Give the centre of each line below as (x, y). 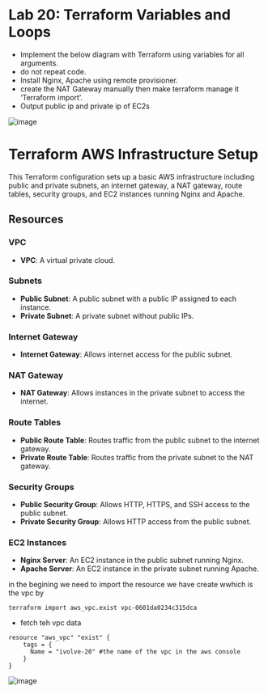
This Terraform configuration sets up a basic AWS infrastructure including (132, 176)
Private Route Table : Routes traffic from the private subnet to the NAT (137, 457)
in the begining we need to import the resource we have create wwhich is (131, 585)
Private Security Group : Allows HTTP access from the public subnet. (136, 522)
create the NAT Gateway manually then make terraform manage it (130, 89)
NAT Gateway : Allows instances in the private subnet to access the (132, 393)
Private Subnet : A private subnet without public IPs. (107, 315)
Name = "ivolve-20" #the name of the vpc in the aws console (135, 652)
